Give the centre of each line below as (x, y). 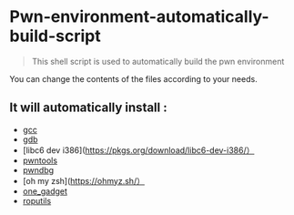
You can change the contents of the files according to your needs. (133, 78)
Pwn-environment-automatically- (140, 17)
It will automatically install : (88, 108)
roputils (37, 200)
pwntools (40, 160)
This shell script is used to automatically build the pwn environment (158, 61)
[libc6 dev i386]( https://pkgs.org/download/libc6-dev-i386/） (138, 150)
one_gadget (45, 191)
